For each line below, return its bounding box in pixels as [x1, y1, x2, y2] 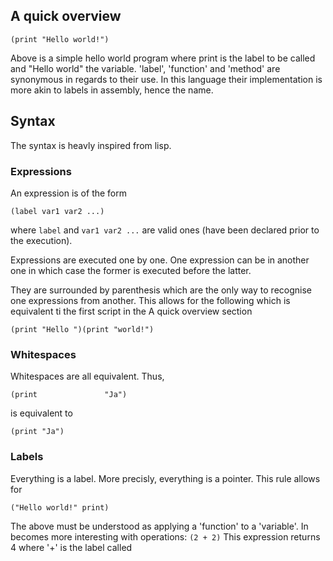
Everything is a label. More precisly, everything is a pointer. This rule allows [10, 472, 321, 484]
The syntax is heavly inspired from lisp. [10, 139, 172, 151]
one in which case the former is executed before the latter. [10, 264, 252, 276]
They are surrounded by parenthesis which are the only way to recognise [10, 284, 312, 296]
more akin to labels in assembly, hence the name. [10, 84, 214, 96]
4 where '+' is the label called [10, 541, 133, 553]
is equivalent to [10, 407, 73, 419]
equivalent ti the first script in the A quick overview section [10, 305, 253, 317]
